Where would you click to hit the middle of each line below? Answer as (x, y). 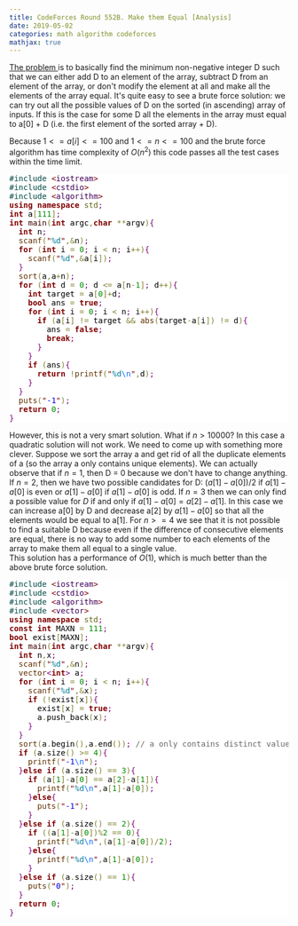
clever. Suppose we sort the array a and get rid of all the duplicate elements (148, 454)
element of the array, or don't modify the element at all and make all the (140, 86)
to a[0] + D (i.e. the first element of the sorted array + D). (113, 124)
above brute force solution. (59, 567)
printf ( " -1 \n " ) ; (63, 761)
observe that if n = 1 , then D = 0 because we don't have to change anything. (149, 472)
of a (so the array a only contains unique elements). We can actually (133, 463)
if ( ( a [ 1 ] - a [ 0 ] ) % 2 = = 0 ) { (84, 832)
